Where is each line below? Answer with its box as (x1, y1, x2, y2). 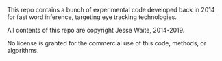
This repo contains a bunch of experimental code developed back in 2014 (7, 6, 215, 14)
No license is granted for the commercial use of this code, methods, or (7, 39, 207, 47)
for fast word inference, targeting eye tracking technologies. (7, 13, 177, 21)
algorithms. (7, 47, 39, 54)
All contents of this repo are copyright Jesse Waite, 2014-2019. (7, 26, 185, 34)
